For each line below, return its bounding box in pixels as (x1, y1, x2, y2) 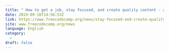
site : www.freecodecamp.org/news (5, 21, 75, 27)
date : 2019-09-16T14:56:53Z (5, 12, 64, 17)
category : (5, 31, 26, 36)
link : (5, 17, 17, 22)
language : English (5, 26, 44, 31)
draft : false (5, 40, 33, 45)
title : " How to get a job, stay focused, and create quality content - (5, 7, 161, 13)
